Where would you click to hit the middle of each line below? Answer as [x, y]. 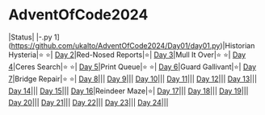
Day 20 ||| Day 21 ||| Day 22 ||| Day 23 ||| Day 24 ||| [88, 102]
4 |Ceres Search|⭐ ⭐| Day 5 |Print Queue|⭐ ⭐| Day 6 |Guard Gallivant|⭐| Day [132, 67]
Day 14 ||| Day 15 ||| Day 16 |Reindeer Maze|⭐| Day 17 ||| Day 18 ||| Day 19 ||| [128, 91]
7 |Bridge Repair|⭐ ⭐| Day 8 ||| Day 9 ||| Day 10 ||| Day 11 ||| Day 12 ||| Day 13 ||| [132, 79]
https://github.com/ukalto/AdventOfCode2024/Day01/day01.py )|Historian [133, 45]
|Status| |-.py [30, 37]
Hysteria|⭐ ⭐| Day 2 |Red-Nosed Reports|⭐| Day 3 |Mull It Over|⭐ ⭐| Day [127, 55]
